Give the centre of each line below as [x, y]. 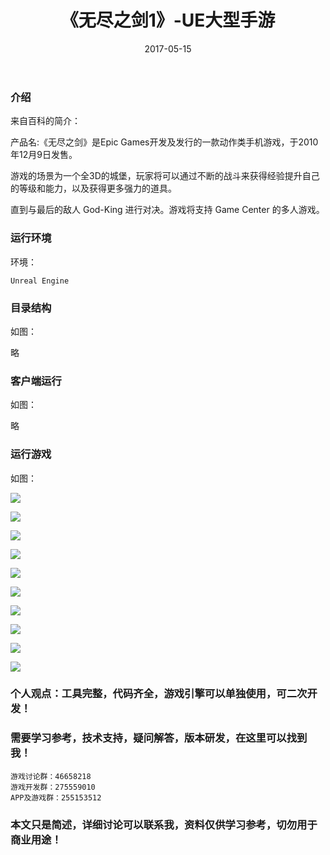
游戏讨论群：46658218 [51, 776]
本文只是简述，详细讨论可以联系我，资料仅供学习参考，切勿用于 [164, 824]
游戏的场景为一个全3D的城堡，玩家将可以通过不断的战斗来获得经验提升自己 [165, 176]
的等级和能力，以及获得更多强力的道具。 [93, 188]
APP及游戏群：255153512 [56, 797]
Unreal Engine [40, 281]
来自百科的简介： [45, 121]
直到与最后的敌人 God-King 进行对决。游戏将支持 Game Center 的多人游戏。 [167, 210]
